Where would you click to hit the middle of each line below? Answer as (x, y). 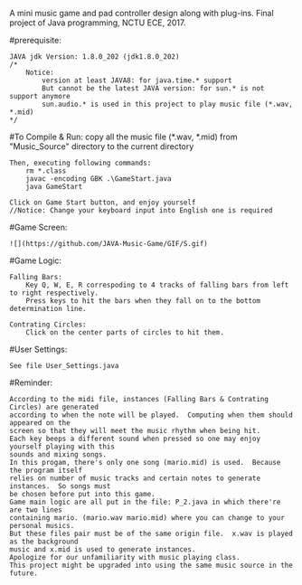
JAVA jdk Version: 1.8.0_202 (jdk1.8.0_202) (94, 57)
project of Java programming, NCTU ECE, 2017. (98, 23)
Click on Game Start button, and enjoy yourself (103, 203)
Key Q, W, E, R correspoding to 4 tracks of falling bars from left (157, 285)
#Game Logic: (35, 260)
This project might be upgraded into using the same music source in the (151, 565)
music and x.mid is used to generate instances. (103, 550)
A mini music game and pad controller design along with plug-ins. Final (142, 13)
